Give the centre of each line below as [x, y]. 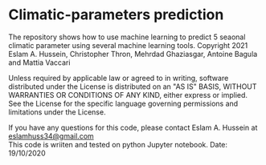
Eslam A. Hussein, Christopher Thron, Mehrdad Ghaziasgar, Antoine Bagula [133, 54]
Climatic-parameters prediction [116, 15]
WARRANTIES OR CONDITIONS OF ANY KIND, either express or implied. [128, 95]
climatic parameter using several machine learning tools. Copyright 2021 [128, 45]
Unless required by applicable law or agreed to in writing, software [119, 78]
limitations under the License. [57, 112]
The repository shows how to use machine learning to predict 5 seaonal [127, 37]
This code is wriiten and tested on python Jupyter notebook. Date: [118, 144]
